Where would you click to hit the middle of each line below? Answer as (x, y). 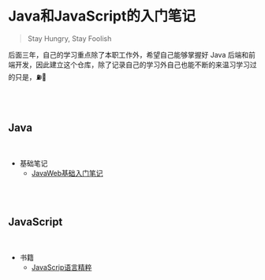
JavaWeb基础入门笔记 (67, 173)
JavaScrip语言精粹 (62, 267)
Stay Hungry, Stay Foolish (69, 38)
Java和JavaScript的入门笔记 (102, 16)
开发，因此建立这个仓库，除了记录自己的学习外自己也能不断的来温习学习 (132, 65)
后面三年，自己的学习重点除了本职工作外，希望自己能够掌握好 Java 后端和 (129, 54)
